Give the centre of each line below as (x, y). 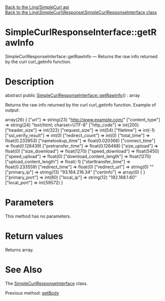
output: (12, 110)
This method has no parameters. (38, 216)
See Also (24, 270)
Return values (34, 236)
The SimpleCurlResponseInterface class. (46, 283)
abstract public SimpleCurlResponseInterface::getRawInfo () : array (73, 95)
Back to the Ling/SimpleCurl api (37, 7)
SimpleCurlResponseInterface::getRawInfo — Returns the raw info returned (81, 56)
